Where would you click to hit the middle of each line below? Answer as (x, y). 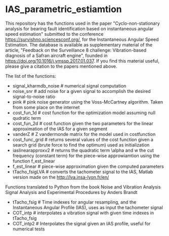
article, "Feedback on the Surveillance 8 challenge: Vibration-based (76, 50)
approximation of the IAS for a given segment (60, 129)
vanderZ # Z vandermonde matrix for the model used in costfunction (84, 134)
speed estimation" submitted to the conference (54, 34)
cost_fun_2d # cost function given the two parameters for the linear (83, 123)
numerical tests (29, 229)
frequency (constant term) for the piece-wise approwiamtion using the (86, 156)
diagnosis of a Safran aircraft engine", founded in (56, 55)
